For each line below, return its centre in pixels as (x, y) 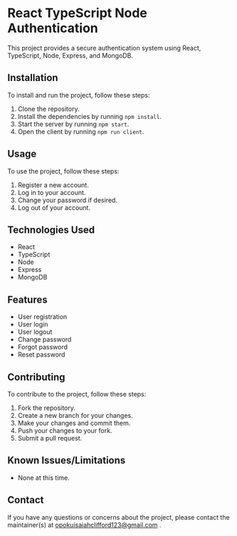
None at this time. (43, 478)
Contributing (36, 377)
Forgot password (42, 347)
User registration (42, 317)
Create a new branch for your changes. (75, 415)
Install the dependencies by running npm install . (90, 116)
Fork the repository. (47, 408)
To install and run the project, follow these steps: (79, 95)
